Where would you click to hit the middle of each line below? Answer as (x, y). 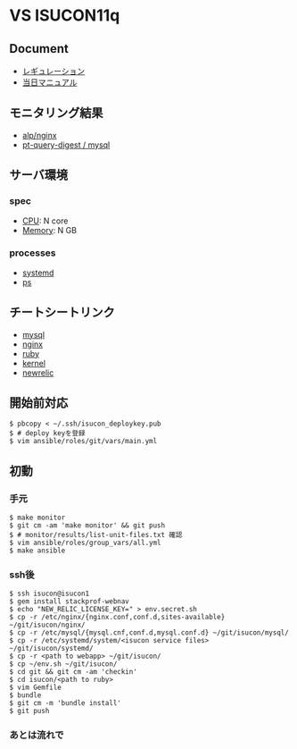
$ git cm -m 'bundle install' (66, 703)
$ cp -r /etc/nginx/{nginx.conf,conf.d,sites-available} (117, 618)
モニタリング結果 (56, 113)
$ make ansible (37, 551)
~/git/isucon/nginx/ (48, 625)
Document (39, 49)
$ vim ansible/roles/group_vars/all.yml (86, 543)
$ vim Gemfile (36, 688)
